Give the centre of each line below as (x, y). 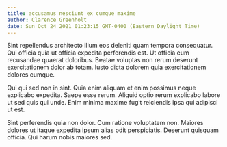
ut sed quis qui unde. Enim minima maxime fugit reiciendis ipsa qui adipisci (112, 103)
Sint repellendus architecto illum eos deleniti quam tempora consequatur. (110, 46)
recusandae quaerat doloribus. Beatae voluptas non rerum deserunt (103, 60)
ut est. (16, 109)
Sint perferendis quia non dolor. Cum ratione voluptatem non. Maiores (105, 123)
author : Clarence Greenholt (47, 20)
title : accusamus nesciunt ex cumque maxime (71, 13)
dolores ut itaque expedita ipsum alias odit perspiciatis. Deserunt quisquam (113, 130)
